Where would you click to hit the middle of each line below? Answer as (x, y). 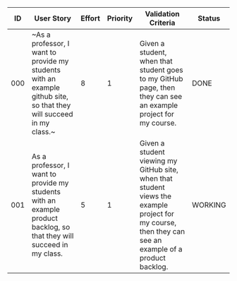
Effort (91, 18)
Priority (120, 18)
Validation (162, 14)
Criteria (162, 23)
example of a (161, 249)
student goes (162, 70)
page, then (158, 88)
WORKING (209, 205)
